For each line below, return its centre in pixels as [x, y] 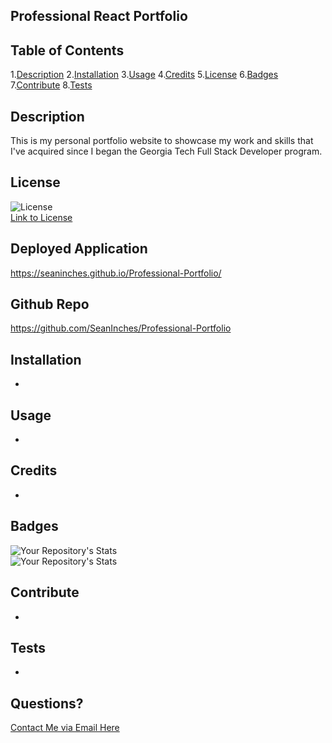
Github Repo [50, 304]
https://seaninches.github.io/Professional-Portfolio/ [116, 273]
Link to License [41, 217]
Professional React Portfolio [99, 16]
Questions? [47, 703]
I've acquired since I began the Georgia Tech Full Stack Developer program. [166, 151]
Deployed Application [79, 249]
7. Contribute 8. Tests [51, 85]
